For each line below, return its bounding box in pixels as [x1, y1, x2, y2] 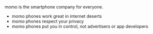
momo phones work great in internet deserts [11, 13, 102, 19]
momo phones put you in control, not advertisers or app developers [11, 23, 149, 29]
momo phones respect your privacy [11, 19, 84, 24]
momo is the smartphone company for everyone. [4, 4, 103, 10]
